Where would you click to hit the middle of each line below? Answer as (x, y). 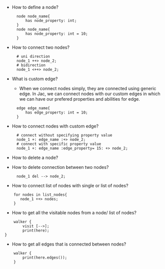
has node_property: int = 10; (56, 34)
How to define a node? (35, 7)
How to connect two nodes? (41, 47)
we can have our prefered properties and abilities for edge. (80, 99)
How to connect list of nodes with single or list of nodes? (70, 186)
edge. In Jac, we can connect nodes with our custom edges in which (90, 94)
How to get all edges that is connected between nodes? (69, 244)
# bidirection (31, 65)
